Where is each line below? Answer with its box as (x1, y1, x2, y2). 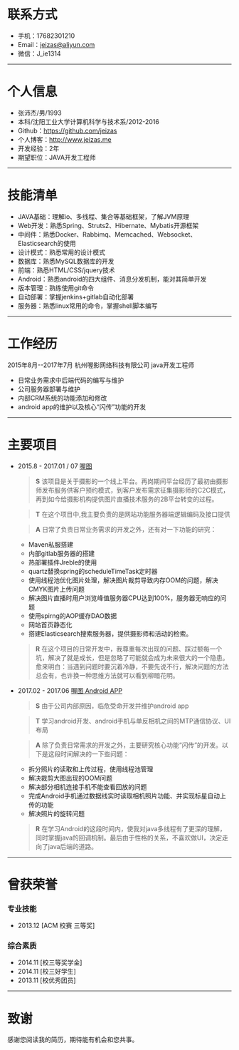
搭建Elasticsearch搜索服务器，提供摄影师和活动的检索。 (28, 629, 193, 638)
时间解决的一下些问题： (60, 749, 129, 758)
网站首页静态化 (28, 620, 73, 629)
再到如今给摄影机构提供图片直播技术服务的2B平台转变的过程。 (35, 495, 218, 503)
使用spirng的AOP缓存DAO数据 (28, 611, 117, 620)
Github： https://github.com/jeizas (17, 126, 117, 135)
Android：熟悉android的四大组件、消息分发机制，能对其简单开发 (17, 274, 207, 283)
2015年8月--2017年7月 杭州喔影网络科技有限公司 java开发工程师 (7, 361, 194, 369)
